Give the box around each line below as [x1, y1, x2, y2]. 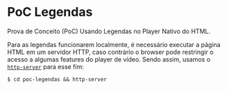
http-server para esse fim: [7, 62, 85, 71]
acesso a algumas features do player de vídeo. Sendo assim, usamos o [7, 55, 210, 63]
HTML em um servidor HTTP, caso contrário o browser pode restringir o [7, 48, 214, 56]
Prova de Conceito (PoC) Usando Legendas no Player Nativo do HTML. [7, 27, 210, 35]
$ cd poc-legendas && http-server [7, 75, 108, 83]
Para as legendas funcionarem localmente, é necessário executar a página [7, 40, 221, 48]
